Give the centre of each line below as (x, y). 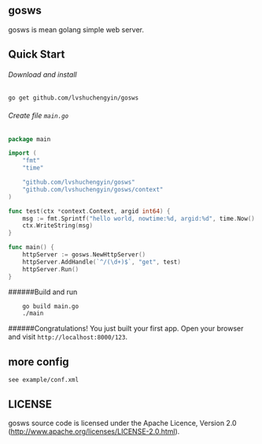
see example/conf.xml (44, 380)
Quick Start (37, 55)
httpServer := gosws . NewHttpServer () (84, 255)
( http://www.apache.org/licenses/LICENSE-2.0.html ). (94, 431)
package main (30, 139)
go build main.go (51, 306)
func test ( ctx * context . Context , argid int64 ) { (89, 211)
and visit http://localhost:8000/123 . (68, 337)
